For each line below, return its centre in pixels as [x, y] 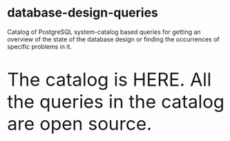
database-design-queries [83, 13]
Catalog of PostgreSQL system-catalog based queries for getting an [104, 32]
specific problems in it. [40, 46]
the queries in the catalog [116, 101]
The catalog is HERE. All [109, 79]
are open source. [79, 123]
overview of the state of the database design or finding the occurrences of [113, 39]
